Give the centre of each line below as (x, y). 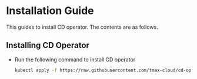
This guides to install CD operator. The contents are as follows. (82, 27)
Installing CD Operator (48, 45)
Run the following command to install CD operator (75, 59)
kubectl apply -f (36, 70)
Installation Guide (50, 11)
